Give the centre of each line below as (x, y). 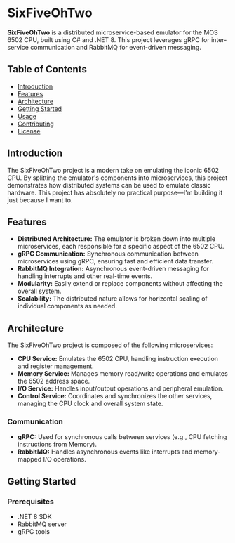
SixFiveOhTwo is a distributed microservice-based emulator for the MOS (113, 32)
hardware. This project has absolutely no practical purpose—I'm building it (115, 192)
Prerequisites (31, 502)
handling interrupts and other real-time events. (85, 276)
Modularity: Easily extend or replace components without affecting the (120, 284)
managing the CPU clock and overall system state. (90, 404)
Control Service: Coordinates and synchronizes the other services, (115, 396)
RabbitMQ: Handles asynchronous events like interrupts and (105, 452)
